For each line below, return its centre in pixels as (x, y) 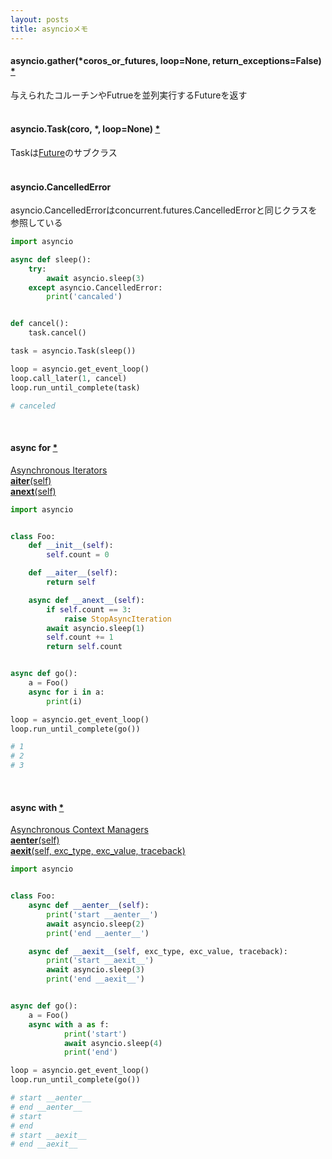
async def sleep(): (51, 259)
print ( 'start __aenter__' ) (102, 914)
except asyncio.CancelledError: (95, 287)
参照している (36, 223)
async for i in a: (66, 692)
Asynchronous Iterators (59, 470)
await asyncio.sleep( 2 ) (95, 924)
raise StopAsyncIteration (117, 619)
